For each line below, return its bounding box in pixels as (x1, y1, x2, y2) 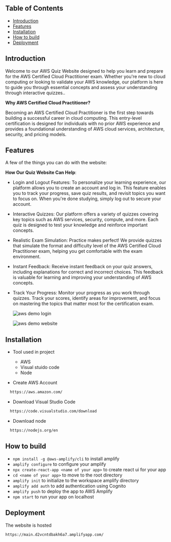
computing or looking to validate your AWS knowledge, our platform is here (5, 79, 163, 85)
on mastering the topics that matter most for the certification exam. (12, 300, 154, 307)
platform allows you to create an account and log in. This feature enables (12, 185, 166, 191)
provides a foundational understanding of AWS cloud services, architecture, (5, 125, 165, 132)
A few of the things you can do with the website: (5, 160, 107, 166)
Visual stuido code (20, 364, 60, 371)
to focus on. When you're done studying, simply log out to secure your (12, 196, 161, 202)
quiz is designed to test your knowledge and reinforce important (12, 222, 148, 228)
